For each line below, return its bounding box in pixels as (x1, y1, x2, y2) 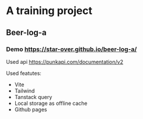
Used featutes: (6, 69, 42, 77)
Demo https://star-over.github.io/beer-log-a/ (6, 45, 137, 53)
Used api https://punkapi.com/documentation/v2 (6, 58, 124, 65)
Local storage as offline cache (14, 100, 88, 107)
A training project (6, 4, 92, 18)
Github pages (14, 106, 47, 113)
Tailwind (14, 87, 35, 94)
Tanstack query (14, 93, 53, 100)
